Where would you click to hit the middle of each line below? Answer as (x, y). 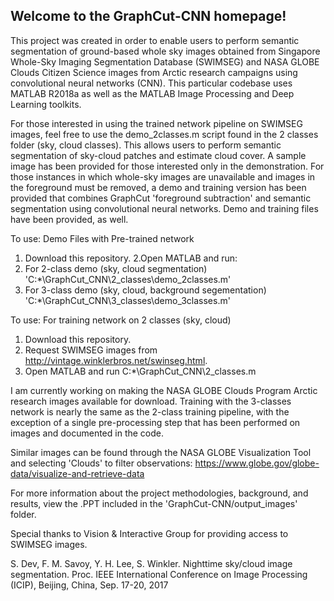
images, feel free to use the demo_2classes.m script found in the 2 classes (164, 134)
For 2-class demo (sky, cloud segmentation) (116, 268)
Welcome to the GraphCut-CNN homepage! (148, 16)
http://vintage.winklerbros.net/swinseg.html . (116, 360)
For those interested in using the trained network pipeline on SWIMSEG (156, 123)
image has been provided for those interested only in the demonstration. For (167, 166)
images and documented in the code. (87, 433)
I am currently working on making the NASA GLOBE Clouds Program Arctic (164, 390)
